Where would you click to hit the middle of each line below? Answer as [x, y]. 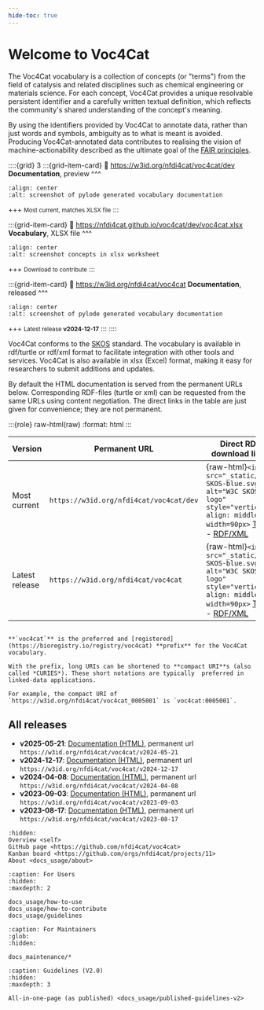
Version [27, 448]
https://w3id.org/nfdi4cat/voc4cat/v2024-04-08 [99, 786]
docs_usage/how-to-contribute [58, 909]
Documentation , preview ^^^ [55, 173]
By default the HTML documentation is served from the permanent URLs [125, 384]
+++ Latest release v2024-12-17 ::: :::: [62, 328]
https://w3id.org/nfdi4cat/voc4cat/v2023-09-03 [99, 803]
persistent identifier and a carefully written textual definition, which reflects [130, 101]
